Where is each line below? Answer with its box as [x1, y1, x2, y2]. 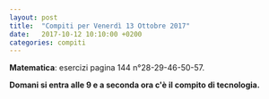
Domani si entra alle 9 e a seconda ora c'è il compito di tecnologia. [9, 79, 260, 90]
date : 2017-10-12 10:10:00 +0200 [9, 29, 143, 38]
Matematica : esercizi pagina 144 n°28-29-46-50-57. [9, 62, 205, 73]
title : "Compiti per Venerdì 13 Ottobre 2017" [9, 21, 191, 30]
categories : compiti [9, 37, 87, 47]
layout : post [9, 12, 58, 22]
